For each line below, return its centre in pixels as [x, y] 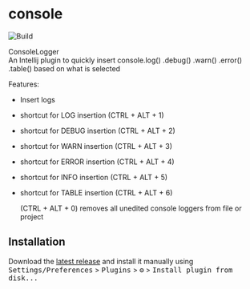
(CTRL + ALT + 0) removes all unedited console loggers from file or [131, 208]
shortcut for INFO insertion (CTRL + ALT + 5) [94, 177]
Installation [37, 242]
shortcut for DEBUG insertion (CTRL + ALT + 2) [98, 130]
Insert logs [38, 99]
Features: [24, 84]
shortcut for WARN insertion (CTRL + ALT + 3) [96, 146]
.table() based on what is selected [65, 68]
